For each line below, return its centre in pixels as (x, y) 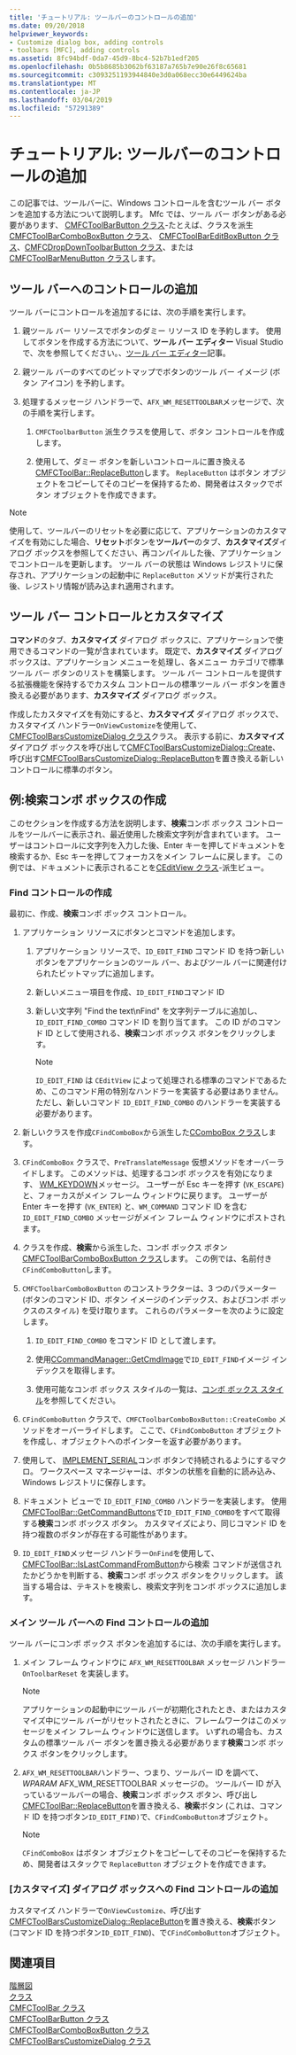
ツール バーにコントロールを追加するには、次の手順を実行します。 (130, 312)
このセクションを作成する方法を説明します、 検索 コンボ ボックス (126, 823)
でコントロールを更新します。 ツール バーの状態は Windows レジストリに (142, 564)
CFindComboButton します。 (69, 1269)
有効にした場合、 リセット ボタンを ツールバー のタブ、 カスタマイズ (152, 542)
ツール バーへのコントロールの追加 (103, 289)
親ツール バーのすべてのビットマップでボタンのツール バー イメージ (144, 372)
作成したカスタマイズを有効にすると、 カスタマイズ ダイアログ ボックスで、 (146, 713)
